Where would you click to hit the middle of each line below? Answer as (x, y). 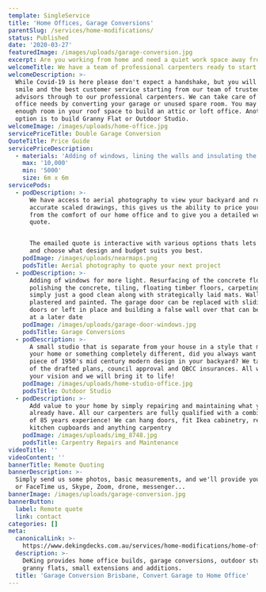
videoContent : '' (37, 457)
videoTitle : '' (33, 450)
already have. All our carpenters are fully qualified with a (134, 413)
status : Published (38, 38)
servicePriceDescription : (51, 148)
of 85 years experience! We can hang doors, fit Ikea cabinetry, (139, 421)
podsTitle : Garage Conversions (74, 332)
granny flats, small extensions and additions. (102, 568)
